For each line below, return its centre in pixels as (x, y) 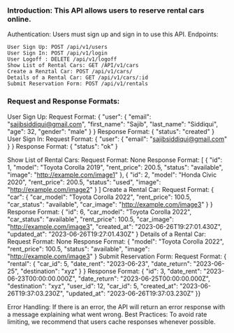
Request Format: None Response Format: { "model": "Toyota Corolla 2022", (116, 241)
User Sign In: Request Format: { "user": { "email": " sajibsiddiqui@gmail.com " (117, 139)
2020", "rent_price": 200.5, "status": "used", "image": (84, 182)
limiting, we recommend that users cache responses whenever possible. (111, 321)
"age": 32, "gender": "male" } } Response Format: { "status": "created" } (111, 131)
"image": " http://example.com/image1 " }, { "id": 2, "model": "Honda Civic (112, 175)
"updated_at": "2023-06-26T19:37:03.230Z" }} (133, 293)
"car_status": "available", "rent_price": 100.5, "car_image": (91, 219)
